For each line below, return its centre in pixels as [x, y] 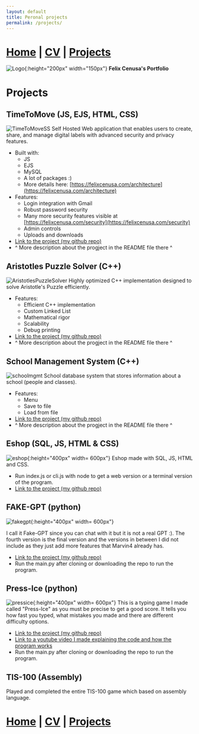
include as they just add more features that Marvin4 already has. [85, 546]
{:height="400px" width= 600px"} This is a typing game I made [110, 603]
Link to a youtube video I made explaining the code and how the [93, 640]
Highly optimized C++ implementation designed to [130, 281]
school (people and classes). [42, 382]
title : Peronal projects [37, 17]
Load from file [41, 412]
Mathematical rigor [47, 317]
